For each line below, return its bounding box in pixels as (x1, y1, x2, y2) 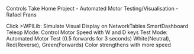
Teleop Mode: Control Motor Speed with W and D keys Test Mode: (6, 29, 168, 36)
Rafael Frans (6, 11, 37, 18)
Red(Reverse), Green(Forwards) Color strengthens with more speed (6, 41, 172, 48)
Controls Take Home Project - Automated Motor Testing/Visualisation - (6, 5, 179, 12)
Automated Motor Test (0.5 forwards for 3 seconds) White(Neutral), (6, 35, 171, 42)
